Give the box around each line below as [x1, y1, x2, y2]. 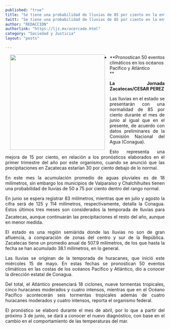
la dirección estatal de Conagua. [5, 271, 73, 277]
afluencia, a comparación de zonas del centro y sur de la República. [5, 234, 165, 241]
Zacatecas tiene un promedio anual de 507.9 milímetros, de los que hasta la [5, 240, 165, 246]
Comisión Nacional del [109, 133, 165, 139]
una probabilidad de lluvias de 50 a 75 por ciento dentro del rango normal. [5, 185, 160, 191]
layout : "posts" [5, 36, 39, 41]
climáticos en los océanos [109, 59, 164, 66]
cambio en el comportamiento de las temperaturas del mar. [5, 318, 129, 324]
